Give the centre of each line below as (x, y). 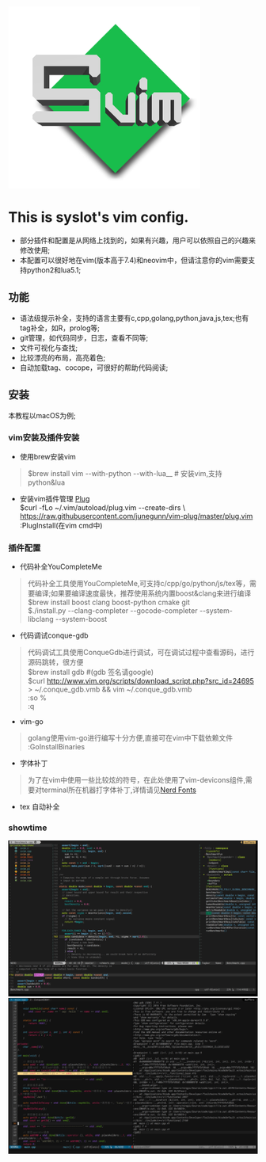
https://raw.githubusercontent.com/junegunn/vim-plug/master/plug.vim (136, 516)
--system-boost (81, 619)
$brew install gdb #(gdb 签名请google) (91, 672)
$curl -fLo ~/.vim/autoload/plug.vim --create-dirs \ (103, 507)
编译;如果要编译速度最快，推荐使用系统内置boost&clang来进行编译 (143, 593)
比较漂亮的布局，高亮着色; (63, 357)
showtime (28, 828)
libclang (40, 619)
